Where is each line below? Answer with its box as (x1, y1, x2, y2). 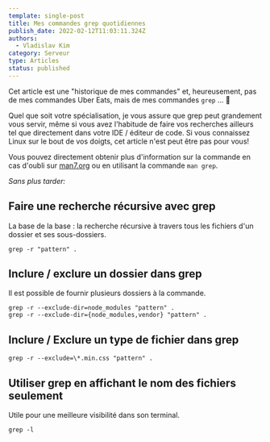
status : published (8, 65, 70, 73)
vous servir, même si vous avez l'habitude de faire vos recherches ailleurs (8, 119, 254, 129)
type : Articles (8, 57, 60, 65)
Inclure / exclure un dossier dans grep (8, 267, 203, 281)
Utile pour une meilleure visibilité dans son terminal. (8, 411, 180, 419)
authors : (8, 34, 38, 43)
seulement (8, 389, 63, 402)
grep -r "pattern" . (8, 245, 78, 253)
